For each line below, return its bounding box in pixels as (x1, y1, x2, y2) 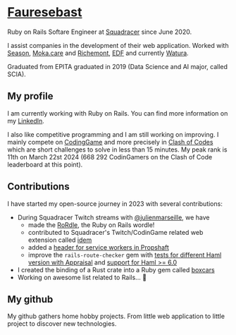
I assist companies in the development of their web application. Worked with (7, 41, 229, 49)
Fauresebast (7, 4, 82, 20)
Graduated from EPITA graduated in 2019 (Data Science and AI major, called (7, 62, 228, 71)
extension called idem (27, 236, 92, 244)
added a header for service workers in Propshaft (27, 243, 169, 251)
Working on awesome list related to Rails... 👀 (17, 273, 147, 281)
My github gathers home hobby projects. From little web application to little (7, 312, 225, 321)
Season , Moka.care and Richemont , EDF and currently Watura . (7, 49, 189, 57)
